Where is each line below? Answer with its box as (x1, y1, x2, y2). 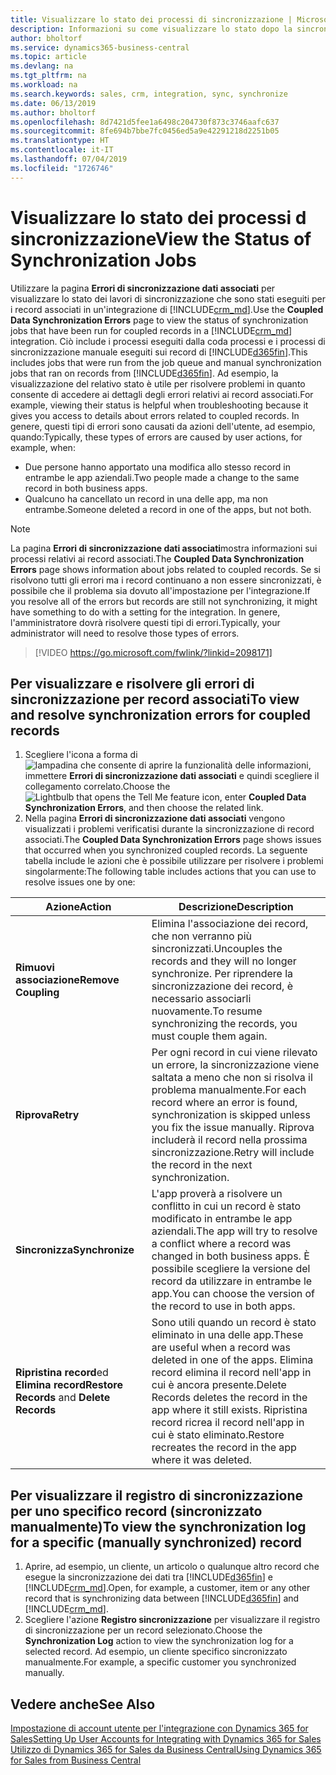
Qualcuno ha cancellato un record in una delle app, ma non (24, 492, 269, 505)
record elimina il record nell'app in (151, 1366, 312, 1380)
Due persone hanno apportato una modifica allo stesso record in (24, 461, 291, 473)
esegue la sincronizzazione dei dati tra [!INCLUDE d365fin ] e (24, 1571, 273, 1583)
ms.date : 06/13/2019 (10, 98, 97, 108)
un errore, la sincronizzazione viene (151, 1058, 320, 1072)
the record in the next (151, 1158, 253, 1172)
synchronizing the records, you (151, 1017, 298, 1031)
